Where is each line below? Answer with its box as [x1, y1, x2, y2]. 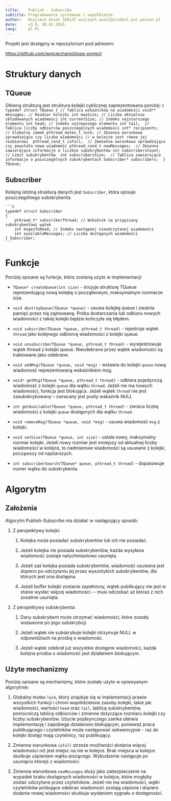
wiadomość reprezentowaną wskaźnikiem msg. [12, 367, 113, 373]
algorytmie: [5, 684, 30, 690]
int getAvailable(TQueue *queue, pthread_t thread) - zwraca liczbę [12, 403, 159, 409]
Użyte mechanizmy [5, 665, 68, 674]
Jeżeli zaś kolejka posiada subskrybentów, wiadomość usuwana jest [20, 562, 165, 569]
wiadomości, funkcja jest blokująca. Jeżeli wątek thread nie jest [12, 387, 147, 394]
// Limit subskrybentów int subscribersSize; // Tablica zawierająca [5, 153, 161, 158]
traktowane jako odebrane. [12, 352, 69, 358]
